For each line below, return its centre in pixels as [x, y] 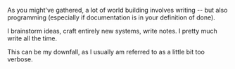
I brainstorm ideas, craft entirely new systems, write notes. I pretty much [113, 31]
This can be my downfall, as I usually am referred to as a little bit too [106, 52]
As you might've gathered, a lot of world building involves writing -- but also [118, 10]
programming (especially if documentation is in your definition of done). [112, 17]
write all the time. [32, 38]
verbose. [20, 59]
